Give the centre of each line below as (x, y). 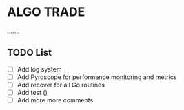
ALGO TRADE (46, 12)
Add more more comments (55, 100)
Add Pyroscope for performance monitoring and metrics (97, 77)
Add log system (39, 69)
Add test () (32, 92)
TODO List (29, 53)
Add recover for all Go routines (61, 85)
